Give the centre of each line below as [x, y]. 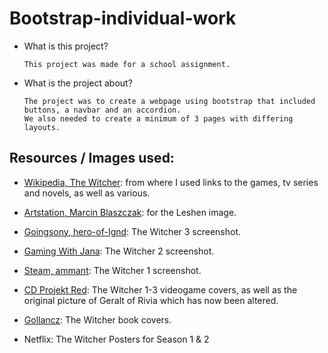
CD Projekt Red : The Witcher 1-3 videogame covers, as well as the [160, 289]
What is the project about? [78, 83]
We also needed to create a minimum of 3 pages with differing [158, 118]
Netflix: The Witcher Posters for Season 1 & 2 [116, 339]
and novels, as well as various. [87, 193]
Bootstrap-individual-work [123, 18]
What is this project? [66, 46]
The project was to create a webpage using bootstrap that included [169, 101]
